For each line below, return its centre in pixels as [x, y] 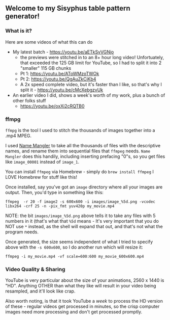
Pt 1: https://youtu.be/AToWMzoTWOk [60, 73]
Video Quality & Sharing [35, 269]
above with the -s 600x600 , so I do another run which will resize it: [74, 247]
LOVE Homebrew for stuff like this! [41, 177]
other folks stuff [29, 100]
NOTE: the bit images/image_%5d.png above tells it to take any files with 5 [80, 216]
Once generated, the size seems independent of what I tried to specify [79, 242]
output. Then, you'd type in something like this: [55, 192]
